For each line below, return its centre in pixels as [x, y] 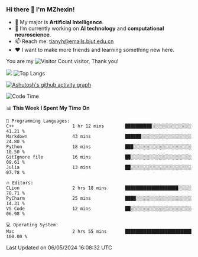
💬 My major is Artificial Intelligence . [59, 22]
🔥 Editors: [20, 183]
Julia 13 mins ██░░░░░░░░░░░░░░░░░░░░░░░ [99, 167]
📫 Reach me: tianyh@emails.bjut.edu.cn [64, 41]
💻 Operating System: [33, 225]
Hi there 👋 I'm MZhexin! [40, 9]
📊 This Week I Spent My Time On [48, 108]
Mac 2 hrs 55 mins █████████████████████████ [99, 232]
